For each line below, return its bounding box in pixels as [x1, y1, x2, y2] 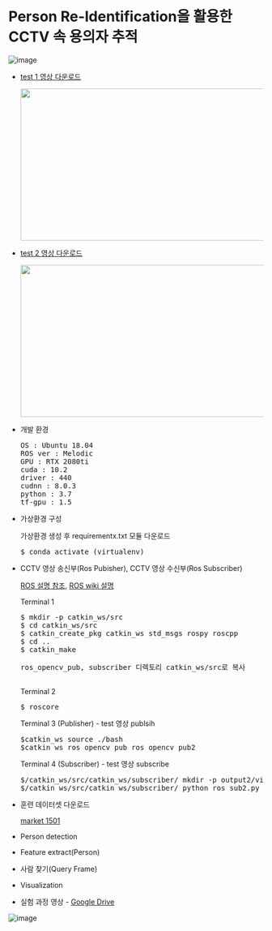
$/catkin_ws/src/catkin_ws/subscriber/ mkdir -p [19, 775, 217, 784]
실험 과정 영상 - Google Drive [19, 897, 115, 907]
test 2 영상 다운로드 [19, 248, 83, 258]
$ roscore [19, 702, 59, 711]
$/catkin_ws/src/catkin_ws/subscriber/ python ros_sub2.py [19, 783, 260, 792]
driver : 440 [19, 473, 72, 483]
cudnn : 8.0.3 [19, 481, 77, 491]
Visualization [19, 880, 63, 890]
